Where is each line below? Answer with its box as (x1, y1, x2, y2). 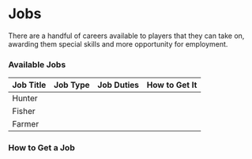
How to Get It (146, 80, 197, 91)
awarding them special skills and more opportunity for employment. (8, 39, 228, 48)
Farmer (12, 119, 39, 130)
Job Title (12, 80, 47, 91)
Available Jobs (8, 59, 66, 70)
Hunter (12, 93, 38, 104)
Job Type (54, 80, 90, 91)
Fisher (12, 106, 36, 117)
